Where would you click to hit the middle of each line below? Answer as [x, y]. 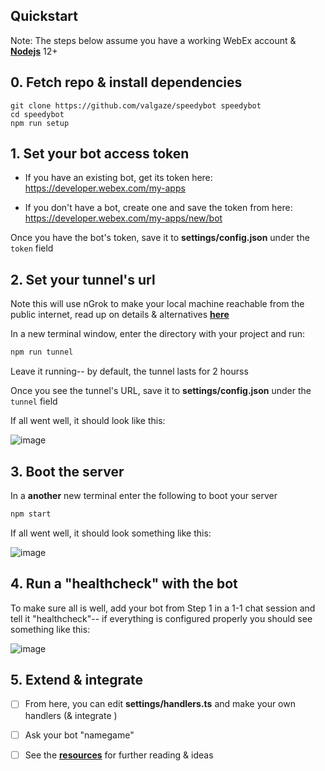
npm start [31, 514]
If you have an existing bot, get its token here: [118, 178]
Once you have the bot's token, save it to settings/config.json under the [160, 238]
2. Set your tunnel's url [83, 279]
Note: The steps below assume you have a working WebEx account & [153, 40]
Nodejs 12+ [34, 51]
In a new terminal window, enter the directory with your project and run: [157, 334]
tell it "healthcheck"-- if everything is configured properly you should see [161, 618]
